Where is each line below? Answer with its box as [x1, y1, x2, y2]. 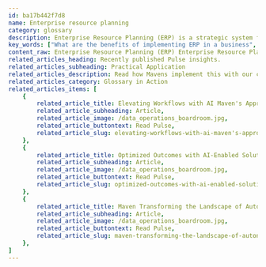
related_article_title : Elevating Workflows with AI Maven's [36, 100, 243, 107]
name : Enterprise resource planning [8, 19, 129, 27]
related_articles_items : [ [8, 85, 97, 93]
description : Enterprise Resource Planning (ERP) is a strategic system [8, 33, 253, 42]
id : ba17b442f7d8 [8, 11, 66, 20]
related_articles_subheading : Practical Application [8, 63, 186, 71]
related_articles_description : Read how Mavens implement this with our [8, 70, 253, 78]
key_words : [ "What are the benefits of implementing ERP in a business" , [8, 41, 257, 49]
